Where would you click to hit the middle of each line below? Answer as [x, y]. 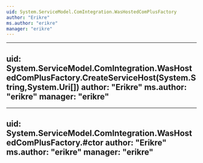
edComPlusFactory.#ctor [55, 143]
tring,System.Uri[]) [43, 87]
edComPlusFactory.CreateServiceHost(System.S [101, 78]
